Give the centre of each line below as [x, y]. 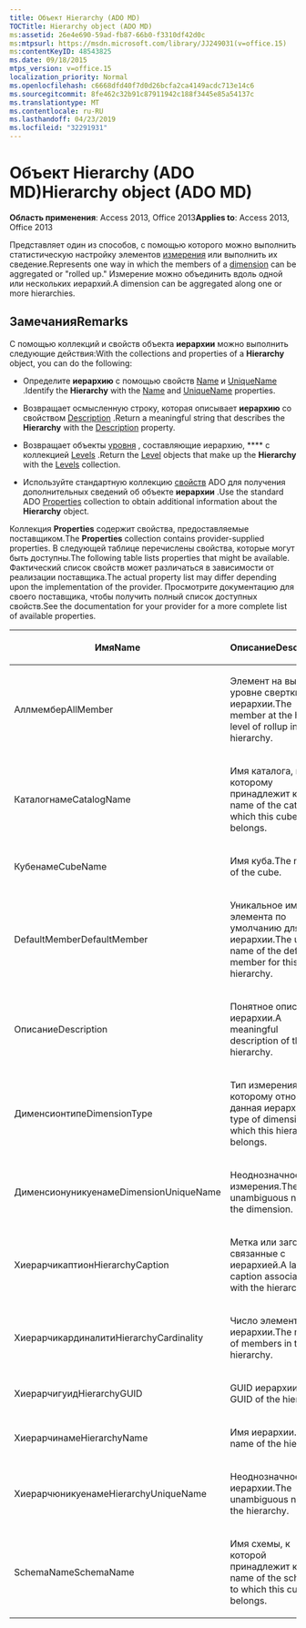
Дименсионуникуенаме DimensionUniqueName [117, 1192]
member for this [264, 962]
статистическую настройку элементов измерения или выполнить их [143, 254]
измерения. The [264, 1186]
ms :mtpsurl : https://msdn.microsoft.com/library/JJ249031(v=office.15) [148, 43]
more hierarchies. [42, 293]
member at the [261, 715]
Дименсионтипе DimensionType [83, 1114]
